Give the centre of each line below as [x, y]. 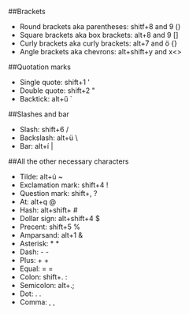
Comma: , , [37, 302]
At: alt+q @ [38, 201]
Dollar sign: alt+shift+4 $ [60, 218]
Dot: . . [30, 294]
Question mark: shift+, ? [58, 193]
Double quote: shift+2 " [57, 91]
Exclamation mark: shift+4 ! [64, 185]
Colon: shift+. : [43, 277]
